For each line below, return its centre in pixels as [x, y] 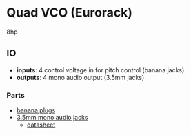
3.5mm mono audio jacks [52, 118]
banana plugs [36, 110]
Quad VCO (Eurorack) [69, 13]
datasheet [41, 125]
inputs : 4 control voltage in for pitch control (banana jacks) [100, 70]
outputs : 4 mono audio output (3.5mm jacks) [80, 77]
